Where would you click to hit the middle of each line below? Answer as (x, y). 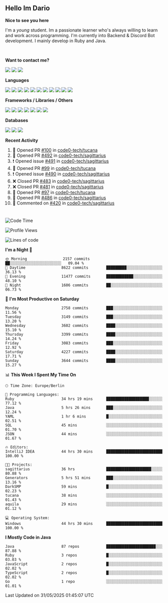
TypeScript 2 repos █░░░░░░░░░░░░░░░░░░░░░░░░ (84, 573)
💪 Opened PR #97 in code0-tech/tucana (54, 192)
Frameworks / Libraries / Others (39, 100)
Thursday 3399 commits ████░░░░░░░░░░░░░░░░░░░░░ (84, 334)
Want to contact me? (27, 60)
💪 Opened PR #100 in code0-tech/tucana (55, 150)
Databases (17, 120)
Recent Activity (22, 140)
